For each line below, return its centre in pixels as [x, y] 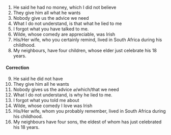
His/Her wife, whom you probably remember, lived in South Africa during [89, 111]
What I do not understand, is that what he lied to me [67, 23]
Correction [18, 68]
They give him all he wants [41, 84]
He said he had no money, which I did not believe [65, 7]
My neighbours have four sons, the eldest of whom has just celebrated [87, 122]
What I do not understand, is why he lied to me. [63, 95]
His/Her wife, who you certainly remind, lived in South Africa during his [88, 40]
